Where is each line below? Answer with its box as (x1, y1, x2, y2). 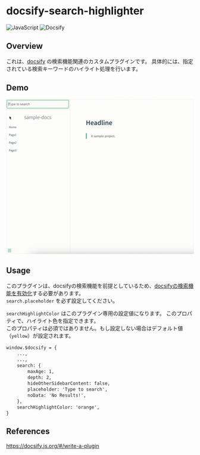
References (6, 426, 50, 437)
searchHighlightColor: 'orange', (17, 404, 100, 410)
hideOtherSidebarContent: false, (27, 380, 111, 387)
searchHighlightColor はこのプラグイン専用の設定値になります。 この (6, 310, 177, 317)
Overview (6, 41, 43, 51)
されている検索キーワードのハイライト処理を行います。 (6, 65, 141, 72)
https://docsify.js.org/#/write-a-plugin (6, 442, 99, 449)
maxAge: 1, (27, 368, 55, 375)
